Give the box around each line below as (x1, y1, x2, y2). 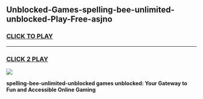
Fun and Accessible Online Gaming (6, 86, 96, 93)
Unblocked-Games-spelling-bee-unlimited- (6, 5, 175, 15)
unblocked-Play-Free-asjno (6, 14, 113, 25)
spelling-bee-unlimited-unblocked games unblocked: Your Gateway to (6, 79, 187, 86)
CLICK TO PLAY (6, 32, 53, 41)
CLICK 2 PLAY (6, 55, 48, 63)
